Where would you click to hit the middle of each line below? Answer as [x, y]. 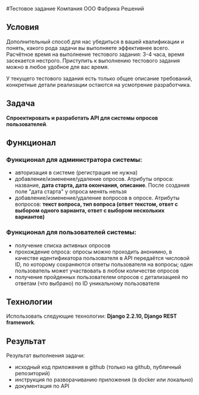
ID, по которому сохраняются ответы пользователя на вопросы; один [104, 264]
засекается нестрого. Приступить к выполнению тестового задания [93, 60]
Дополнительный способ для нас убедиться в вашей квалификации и [95, 42]
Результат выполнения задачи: [46, 356]
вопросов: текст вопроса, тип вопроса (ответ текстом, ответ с [96, 204]
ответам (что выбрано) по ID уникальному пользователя [87, 283]
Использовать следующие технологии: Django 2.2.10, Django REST [92, 316]
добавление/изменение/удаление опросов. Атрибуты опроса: [94, 179]
